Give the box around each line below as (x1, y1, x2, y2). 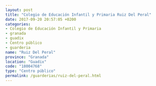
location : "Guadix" (5, 59, 47, 64)
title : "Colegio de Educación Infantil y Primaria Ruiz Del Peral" (5, 12, 152, 17)
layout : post (5, 7, 33, 13)
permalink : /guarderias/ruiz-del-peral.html (5, 73, 101, 78)
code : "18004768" (5, 64, 42, 69)
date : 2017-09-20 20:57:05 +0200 (5, 17, 76, 22)
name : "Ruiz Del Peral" (5, 50, 56, 55)
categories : (5, 21, 31, 27)
